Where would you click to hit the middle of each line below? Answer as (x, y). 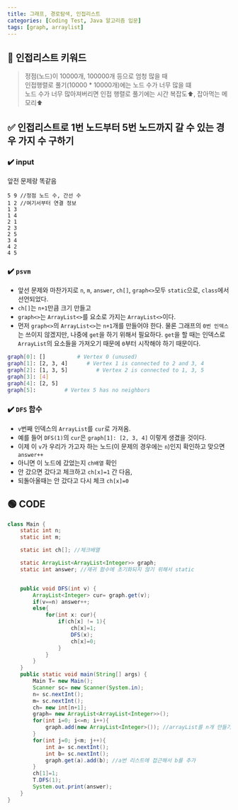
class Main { (27, 524)
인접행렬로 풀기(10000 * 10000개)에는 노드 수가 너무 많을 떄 (108, 85)
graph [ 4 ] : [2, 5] (33, 383)
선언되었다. (33, 299)
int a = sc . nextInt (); (77, 747)
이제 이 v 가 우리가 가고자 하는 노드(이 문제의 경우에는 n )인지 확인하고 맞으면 (121, 446)
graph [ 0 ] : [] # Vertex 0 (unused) (73, 357)
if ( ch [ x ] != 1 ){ (82, 622)
